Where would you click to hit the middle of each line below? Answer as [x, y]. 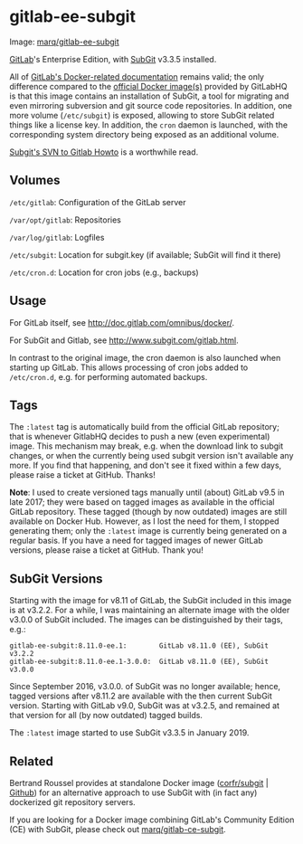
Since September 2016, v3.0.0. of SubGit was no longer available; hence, [145, 687]
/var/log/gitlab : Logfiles [57, 237]
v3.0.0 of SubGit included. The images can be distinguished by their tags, [146, 620]
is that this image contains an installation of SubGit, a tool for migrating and [149, 96]
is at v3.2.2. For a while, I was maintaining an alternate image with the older [150, 610]
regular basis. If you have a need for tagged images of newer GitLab [137, 541]
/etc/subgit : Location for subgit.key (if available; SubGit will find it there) [145, 254]
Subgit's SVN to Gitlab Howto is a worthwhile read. [104, 152]
